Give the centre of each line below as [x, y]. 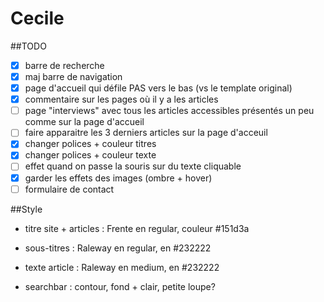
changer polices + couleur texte [90, 155]
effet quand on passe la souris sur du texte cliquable [133, 166]
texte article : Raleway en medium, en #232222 [122, 267]
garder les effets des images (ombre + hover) [118, 178]
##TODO [28, 46]
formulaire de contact [69, 189]
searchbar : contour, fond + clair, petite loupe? [120, 286]
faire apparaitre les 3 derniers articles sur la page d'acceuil [146, 133]
